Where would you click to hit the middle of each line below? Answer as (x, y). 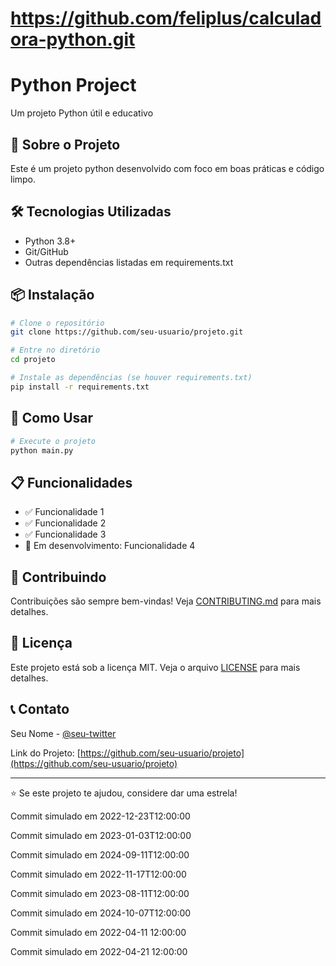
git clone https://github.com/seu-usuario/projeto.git (127, 332)
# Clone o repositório (57, 323)
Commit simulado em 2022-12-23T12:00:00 (100, 816)
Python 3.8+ (50, 241)
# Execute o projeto (53, 441)
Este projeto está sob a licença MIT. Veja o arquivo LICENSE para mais (155, 667)
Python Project (73, 85)
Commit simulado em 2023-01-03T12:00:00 (101, 835)
